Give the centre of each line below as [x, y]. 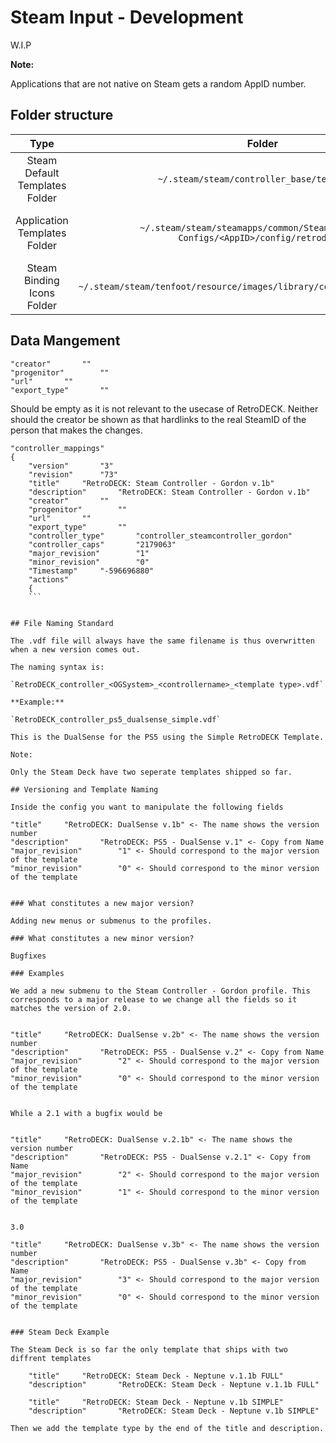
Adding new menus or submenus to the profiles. [111, 921]
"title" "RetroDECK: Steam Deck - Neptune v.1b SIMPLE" [156, 1402]
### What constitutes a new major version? [102, 903]
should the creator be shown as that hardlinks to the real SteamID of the [158, 419]
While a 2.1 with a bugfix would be [86, 1113]
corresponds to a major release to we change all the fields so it [154, 999]
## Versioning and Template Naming [84, 789]
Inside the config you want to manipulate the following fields [147, 807]
